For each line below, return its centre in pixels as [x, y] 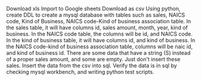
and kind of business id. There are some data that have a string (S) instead [98, 53]
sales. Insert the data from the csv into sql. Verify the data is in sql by [91, 66]
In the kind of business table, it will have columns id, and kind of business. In [101, 40]
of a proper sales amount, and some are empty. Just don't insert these [93, 59]
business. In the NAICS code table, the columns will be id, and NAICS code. [100, 34]
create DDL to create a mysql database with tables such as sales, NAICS [96, 15]
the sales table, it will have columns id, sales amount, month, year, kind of [97, 27]
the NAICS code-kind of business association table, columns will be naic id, [100, 46]
